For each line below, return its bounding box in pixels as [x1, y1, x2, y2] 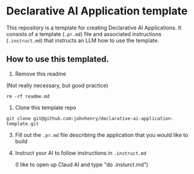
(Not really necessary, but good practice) [6, 82, 108, 89]
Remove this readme [14, 70, 66, 77]
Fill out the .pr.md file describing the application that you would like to [14, 131, 189, 139]
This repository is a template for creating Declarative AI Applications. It [6, 24, 182, 31]
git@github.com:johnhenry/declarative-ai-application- [33, 115, 174, 121]
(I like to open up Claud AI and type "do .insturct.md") [14, 161, 149, 168]
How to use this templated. [6, 54, 110, 64]
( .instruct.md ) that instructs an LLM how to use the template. [6, 37, 160, 44]
